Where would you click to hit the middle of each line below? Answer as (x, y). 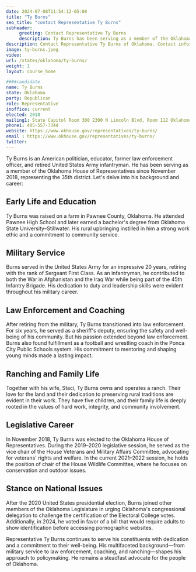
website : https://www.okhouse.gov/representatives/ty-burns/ (82, 131)
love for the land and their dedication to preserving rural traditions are (90, 394)
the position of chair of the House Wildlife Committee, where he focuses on (97, 464)
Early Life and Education (51, 202)
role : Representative (32, 104)
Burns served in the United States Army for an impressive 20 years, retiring (96, 267)
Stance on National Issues (55, 489)
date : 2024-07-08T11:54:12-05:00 (47, 11)
